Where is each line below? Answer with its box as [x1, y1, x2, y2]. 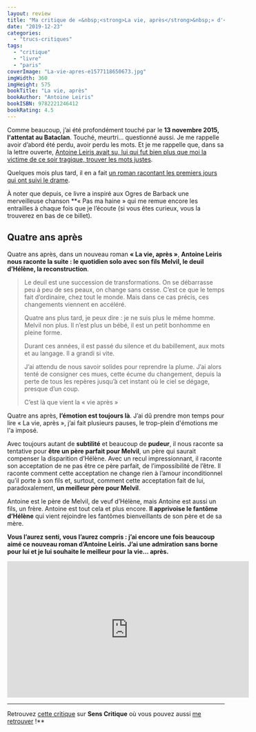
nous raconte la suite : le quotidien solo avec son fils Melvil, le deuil [7, 257, 204, 265]
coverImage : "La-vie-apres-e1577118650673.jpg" [7, 68, 147, 75]
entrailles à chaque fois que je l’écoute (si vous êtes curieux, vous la [7, 204, 201, 212]
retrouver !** [7, 717, 45, 725]
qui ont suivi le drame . [7, 176, 70, 184]
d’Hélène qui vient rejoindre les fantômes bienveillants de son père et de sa [7, 512, 222, 520]
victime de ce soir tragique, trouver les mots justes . [7, 155, 153, 163]
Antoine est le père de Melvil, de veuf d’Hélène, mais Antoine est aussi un [7, 497, 217, 506]
